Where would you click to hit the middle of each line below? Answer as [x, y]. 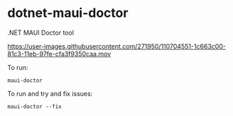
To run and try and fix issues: [50, 93]
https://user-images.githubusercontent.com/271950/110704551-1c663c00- [116, 46]
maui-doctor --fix [34, 106]
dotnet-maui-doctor [68, 13]
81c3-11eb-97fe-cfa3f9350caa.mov [59, 54]
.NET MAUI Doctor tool [41, 33]
